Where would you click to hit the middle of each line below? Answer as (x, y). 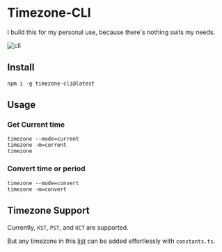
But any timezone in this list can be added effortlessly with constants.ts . (111, 241)
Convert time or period (46, 168)
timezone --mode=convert (43, 183)
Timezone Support (48, 211)
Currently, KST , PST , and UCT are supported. (68, 227)
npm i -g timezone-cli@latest (51, 84)
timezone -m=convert (37, 189)
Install (21, 68)
